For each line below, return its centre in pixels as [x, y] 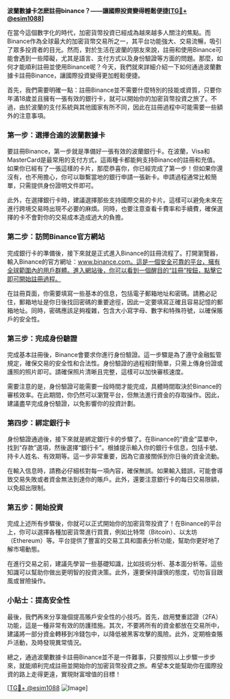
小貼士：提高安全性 [39, 600]
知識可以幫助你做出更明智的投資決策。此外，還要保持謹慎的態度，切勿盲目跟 [115, 572]
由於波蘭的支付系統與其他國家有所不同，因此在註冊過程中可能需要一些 [118, 107]
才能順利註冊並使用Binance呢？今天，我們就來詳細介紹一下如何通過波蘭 [114, 67]
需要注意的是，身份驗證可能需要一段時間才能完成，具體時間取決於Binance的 [115, 386]
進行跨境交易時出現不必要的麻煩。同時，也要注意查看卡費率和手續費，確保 [112, 209]
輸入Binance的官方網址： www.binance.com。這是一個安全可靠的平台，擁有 [114, 261]
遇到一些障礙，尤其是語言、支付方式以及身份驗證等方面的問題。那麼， [118, 58]
